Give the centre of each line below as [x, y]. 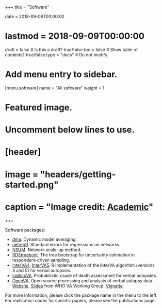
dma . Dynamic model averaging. [44, 239]
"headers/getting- [78, 174]
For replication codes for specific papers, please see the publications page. [81, 300]
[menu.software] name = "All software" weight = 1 [55, 88]
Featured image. [39, 108]
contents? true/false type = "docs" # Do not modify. [57, 54]
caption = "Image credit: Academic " [79, 207]
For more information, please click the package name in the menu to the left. [81, 295]
